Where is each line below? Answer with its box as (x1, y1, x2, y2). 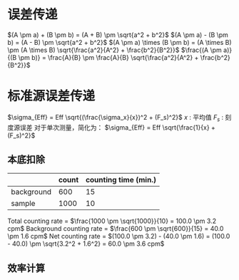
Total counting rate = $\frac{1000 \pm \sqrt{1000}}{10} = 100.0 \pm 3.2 (7, 217, 216, 225)
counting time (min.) (85, 175, 157, 185)
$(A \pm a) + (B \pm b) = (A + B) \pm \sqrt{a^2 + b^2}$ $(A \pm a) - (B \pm (7, 30, 228, 39)
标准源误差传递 (7, 88, 96, 104)
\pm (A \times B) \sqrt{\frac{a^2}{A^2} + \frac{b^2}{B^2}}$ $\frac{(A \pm (7, 46, 223, 54)
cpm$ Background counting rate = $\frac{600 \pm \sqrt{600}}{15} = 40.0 (7, 224, 224, 233)
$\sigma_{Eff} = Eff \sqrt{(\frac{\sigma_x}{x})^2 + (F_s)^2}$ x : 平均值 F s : (7, 113, 224, 123)
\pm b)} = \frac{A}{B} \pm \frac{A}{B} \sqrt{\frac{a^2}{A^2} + (18, 53, 199, 61)
